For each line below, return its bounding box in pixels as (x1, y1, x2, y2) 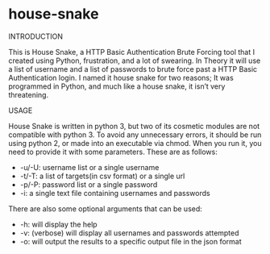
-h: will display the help (19, 219, 98, 229)
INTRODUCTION (8, 31, 63, 41)
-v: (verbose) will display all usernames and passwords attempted (19, 227, 239, 238)
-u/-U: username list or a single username (19, 162, 160, 172)
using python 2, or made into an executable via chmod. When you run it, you (8, 138, 262, 148)
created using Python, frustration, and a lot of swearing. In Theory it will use (8, 56, 261, 65)
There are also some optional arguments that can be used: (8, 203, 203, 214)
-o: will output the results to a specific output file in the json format (19, 236, 242, 246)
